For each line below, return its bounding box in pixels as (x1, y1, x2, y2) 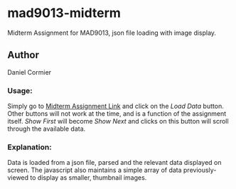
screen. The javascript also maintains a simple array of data (7, 166, 183, 175)
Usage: (7, 85, 33, 95)
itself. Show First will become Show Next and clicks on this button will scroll (7, 117, 229, 126)
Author (7, 49, 39, 61)
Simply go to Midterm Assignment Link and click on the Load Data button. (7, 102, 224, 111)
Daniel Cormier (7, 67, 52, 76)
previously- (183, 166, 217, 175)
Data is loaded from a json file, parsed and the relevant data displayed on (7, 158, 222, 167)
